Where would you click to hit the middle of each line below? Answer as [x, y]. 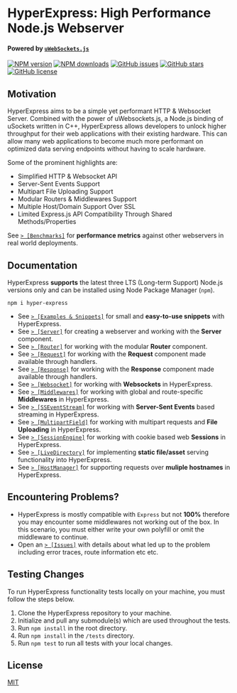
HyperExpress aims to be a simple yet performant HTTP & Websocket [109, 111]
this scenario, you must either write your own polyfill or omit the [111, 529]
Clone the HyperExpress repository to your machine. [94, 613]
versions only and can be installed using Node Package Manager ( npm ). [111, 290]
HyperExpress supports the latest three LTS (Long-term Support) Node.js [115, 283]
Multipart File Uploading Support [65, 192]
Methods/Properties [47, 222]
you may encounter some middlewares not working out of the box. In [118, 522]
